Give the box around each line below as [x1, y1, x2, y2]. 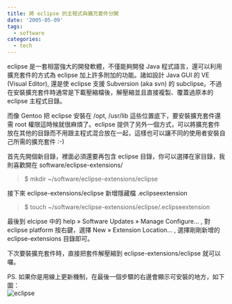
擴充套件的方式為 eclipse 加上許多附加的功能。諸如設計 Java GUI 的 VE [7, 71, 210, 79]
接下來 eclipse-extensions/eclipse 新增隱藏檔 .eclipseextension [7, 189, 188, 197]
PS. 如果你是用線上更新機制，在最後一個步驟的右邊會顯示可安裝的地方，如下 [7, 273, 225, 280]
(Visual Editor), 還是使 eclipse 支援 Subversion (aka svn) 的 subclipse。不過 [7, 80, 222, 87]
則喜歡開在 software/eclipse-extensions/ [7, 161, 123, 169]
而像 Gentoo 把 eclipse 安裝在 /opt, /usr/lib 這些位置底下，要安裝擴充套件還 [7, 111, 222, 120]
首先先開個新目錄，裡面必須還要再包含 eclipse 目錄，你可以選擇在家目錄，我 [7, 152, 225, 160]
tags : [7, 23, 23, 30]
